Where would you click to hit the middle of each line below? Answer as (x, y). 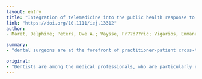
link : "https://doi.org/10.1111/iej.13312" (62, 23)
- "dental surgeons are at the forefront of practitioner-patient (91, 51)
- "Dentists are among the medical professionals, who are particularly (99, 66)
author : (16, 28)
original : (19, 61)
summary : (17, 45)
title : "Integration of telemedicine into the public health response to (101, 17)
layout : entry (24, 12)
